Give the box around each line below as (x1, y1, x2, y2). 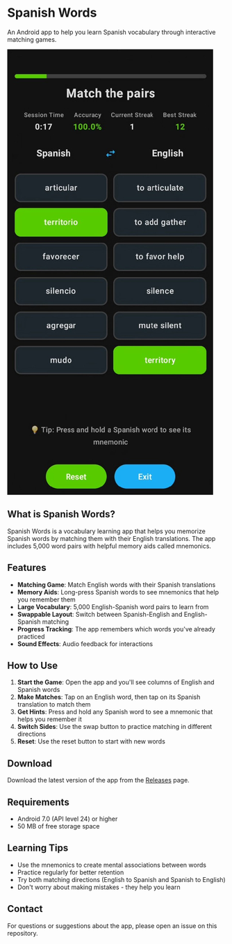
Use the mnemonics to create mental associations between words (17, 860, 207, 869)
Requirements (7, 796, 69, 808)
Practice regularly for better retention (17, 868, 124, 876)
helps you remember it (17, 715, 82, 723)
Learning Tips (7, 842, 69, 854)
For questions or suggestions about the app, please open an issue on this (7, 921, 217, 930)
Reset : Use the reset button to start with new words (17, 737, 165, 746)
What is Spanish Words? (7, 508, 116, 520)
